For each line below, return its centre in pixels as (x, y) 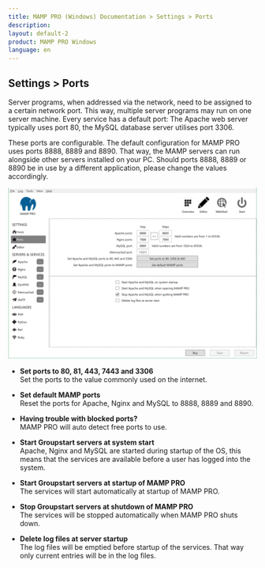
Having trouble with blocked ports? (78, 418)
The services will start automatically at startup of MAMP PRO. (119, 491)
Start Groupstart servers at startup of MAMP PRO (102, 483)
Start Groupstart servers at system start (87, 442)
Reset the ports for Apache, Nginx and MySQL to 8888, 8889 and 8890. (136, 403)
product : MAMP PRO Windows (52, 42)
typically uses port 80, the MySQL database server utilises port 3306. (121, 127)
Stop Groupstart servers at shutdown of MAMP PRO (106, 507)
